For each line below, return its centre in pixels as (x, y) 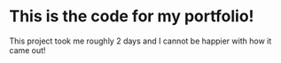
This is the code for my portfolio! (132, 16)
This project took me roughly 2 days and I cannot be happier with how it (140, 41)
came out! (27, 50)
